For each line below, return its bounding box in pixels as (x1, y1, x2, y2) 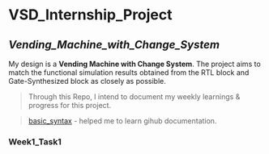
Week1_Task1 (8, 135, 62, 147)
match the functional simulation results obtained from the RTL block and (8, 68, 250, 77)
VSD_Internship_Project (8, 6, 173, 24)
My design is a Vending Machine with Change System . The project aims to (8, 59, 261, 69)
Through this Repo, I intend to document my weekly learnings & (28, 92, 241, 102)
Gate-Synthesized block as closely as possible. (8, 77, 166, 85)
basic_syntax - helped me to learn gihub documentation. (28, 116, 217, 126)
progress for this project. (28, 101, 112, 110)
